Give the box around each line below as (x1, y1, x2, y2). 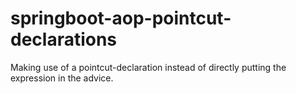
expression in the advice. (10, 72, 114, 84)
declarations (10, 28, 118, 51)
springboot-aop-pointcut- (10, 7, 232, 30)
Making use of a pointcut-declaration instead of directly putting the (10, 61, 287, 73)
